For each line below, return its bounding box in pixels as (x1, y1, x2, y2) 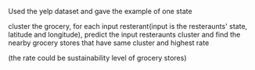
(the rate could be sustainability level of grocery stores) (8, 54, 187, 62)
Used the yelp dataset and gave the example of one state (8, 7, 193, 16)
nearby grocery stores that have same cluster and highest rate (8, 38, 210, 47)
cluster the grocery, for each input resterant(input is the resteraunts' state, (8, 22, 248, 30)
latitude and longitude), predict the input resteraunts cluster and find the (8, 30, 241, 39)
